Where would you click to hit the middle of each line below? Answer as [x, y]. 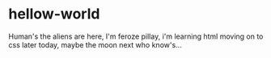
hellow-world [54, 14]
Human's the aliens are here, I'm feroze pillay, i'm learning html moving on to [136, 36]
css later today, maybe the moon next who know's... [95, 44]
